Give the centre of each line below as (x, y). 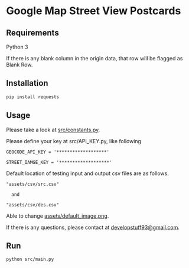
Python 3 (17, 47)
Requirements (32, 33)
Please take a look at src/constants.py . (53, 130)
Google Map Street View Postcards (94, 11)
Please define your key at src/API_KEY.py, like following (74, 141)
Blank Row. (19, 64)
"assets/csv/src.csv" (33, 184)
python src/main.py (30, 259)
